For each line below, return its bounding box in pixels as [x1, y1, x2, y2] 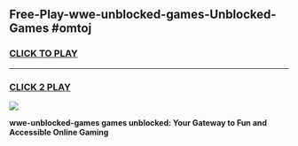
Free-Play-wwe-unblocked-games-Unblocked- [9, 7, 277, 22]
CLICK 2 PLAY [9, 81, 71, 93]
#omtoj [51, 21, 92, 36]
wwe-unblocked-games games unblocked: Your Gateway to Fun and [9, 117, 268, 127]
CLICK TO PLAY [9, 48, 78, 60]
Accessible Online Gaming [9, 127, 109, 137]
